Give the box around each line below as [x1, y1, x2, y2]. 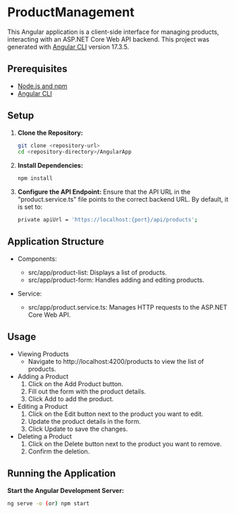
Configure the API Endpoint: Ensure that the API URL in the [17, 188, 191, 196]
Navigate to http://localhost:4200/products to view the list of [27, 357, 204, 365]
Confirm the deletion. [27, 447, 90, 455]
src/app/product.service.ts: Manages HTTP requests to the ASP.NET [27, 302, 228, 311]
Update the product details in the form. [27, 417, 141, 425]
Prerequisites [7, 63, 68, 75]
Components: [17, 255, 58, 263]
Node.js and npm [17, 82, 68, 90]
